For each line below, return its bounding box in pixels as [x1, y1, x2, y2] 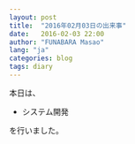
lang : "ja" [9, 46, 49, 55]
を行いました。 [9, 125, 64, 135]
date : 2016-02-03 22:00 [9, 29, 104, 38]
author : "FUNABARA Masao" [9, 37, 104, 47]
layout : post [9, 12, 57, 22]
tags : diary [9, 63, 53, 72]
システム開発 [21, 106, 69, 117]
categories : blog [9, 54, 73, 63]
